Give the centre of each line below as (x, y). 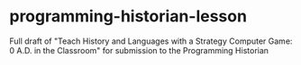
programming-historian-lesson (128, 16)
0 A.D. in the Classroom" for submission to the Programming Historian (139, 50)
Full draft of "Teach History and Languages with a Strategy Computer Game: (151, 41)
